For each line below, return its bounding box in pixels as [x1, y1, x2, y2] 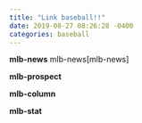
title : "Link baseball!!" [9, 12, 105, 22]
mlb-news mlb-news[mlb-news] [9, 54, 129, 65]
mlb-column [9, 88, 56, 99]
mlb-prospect [9, 71, 63, 82]
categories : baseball [9, 29, 90, 38]
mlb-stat [9, 106, 43, 117]
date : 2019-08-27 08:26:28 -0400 [9, 21, 134, 30]
